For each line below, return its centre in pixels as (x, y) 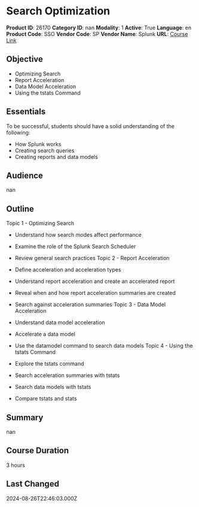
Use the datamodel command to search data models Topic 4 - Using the (104, 346)
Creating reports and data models (56, 156)
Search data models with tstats (53, 387)
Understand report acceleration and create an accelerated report (95, 281)
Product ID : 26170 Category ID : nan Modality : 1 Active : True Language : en (99, 28)
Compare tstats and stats (46, 399)
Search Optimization (58, 11)
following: (18, 132)
